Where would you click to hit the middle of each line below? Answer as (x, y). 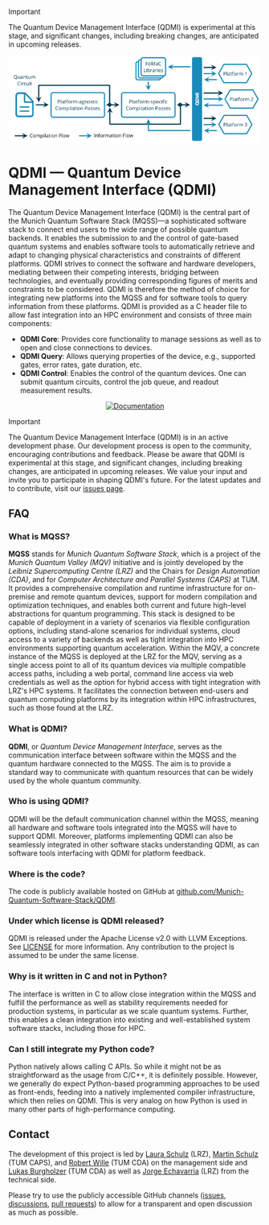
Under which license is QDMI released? (86, 921)
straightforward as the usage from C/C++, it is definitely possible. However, (133, 1075)
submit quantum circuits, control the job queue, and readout (119, 382)
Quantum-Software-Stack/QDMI (61, 900)
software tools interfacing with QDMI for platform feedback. (107, 853)
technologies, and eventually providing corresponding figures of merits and (133, 280)
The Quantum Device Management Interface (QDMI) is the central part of (129, 212)
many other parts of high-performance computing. (92, 1109)
